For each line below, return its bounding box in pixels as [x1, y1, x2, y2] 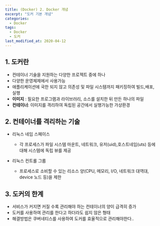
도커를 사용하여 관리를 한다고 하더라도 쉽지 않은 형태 [12, 210, 111, 216]
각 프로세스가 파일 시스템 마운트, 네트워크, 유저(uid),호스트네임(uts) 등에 [19, 142, 156, 147]
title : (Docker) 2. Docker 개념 [5, 7, 69, 12]
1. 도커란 [5, 58, 29, 66]
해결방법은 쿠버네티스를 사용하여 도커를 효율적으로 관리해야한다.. [12, 216, 134, 222]
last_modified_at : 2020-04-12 [5, 39, 66, 44]
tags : [5, 25, 16, 30]
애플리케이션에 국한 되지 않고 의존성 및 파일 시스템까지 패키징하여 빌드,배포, [12, 83, 155, 90]
